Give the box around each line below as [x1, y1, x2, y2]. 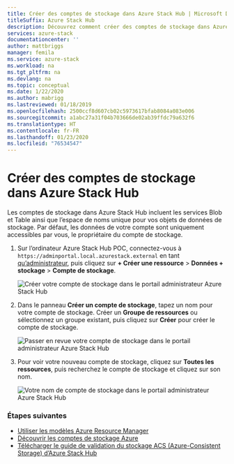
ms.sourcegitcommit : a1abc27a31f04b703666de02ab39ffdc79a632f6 [7, 114, 195, 121]
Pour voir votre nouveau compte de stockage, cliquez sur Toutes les [17, 358, 214, 366]
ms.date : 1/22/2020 [7, 88, 64, 95]
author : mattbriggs [7, 43, 64, 50]
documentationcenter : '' [7, 36, 79, 43]
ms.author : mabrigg [7, 95, 64, 102]
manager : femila [7, 50, 54, 57]
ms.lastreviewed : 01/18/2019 [7, 101, 92, 108]
